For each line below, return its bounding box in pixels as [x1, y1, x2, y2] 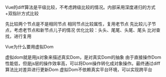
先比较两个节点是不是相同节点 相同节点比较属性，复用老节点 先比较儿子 [5, 21, 152, 27]
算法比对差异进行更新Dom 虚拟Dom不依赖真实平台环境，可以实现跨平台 [5, 67, 153, 73]
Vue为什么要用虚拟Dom [5, 44, 54, 49]
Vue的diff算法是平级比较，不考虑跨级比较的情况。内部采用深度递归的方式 [5, 4, 156, 10]
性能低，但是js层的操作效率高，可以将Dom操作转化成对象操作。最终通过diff [5, 61, 161, 66]
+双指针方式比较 [5, 10, 39, 16]
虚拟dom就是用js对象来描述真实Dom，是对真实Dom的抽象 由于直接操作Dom [5, 54, 162, 60]
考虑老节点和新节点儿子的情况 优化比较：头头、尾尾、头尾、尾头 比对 [13, 27, 156, 33]
